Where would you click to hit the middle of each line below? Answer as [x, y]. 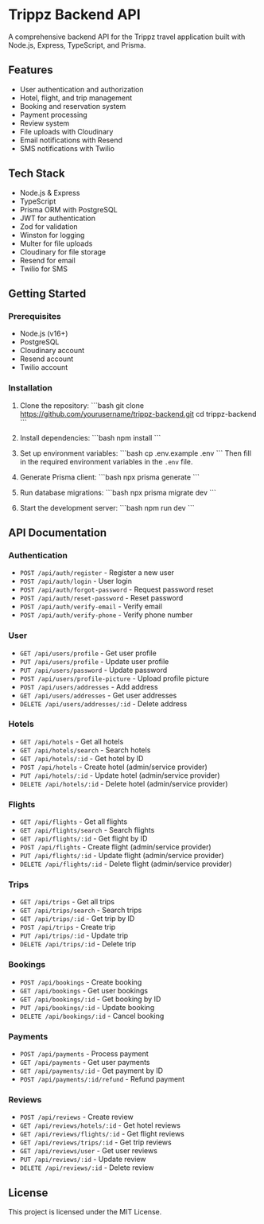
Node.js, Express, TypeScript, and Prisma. [77, 45]
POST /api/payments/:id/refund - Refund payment [102, 1079]
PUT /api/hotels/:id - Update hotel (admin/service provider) [120, 775]
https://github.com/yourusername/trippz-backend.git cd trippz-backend [138, 414]
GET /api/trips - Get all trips [67, 902]
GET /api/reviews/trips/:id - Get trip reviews [96, 1142]
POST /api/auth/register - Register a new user [97, 573]
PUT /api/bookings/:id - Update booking [87, 1007]
